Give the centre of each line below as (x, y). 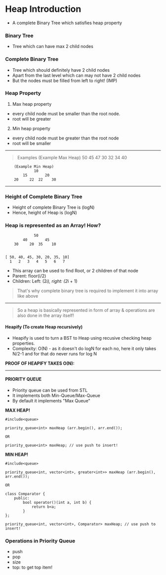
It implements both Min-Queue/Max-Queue (56, 395)
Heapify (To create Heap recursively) (44, 327)
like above (28, 296)
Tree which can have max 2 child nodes (53, 46)
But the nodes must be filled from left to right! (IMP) (65, 81)
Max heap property (32, 104)
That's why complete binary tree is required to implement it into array (88, 291)
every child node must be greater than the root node (65, 138)
